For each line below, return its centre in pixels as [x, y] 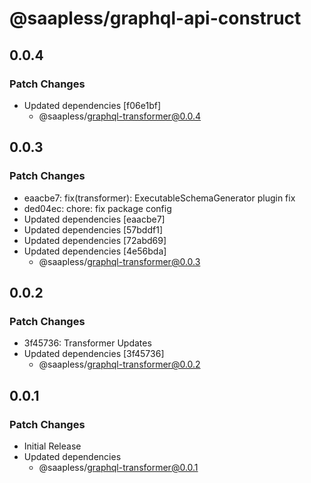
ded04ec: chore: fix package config [97, 208]
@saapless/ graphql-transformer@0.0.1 [118, 467]
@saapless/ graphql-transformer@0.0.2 [119, 364]
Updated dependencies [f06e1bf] [92, 105]
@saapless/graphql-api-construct [155, 18]
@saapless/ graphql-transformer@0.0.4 [120, 116]
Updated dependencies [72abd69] [95, 240]
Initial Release [52, 446]
